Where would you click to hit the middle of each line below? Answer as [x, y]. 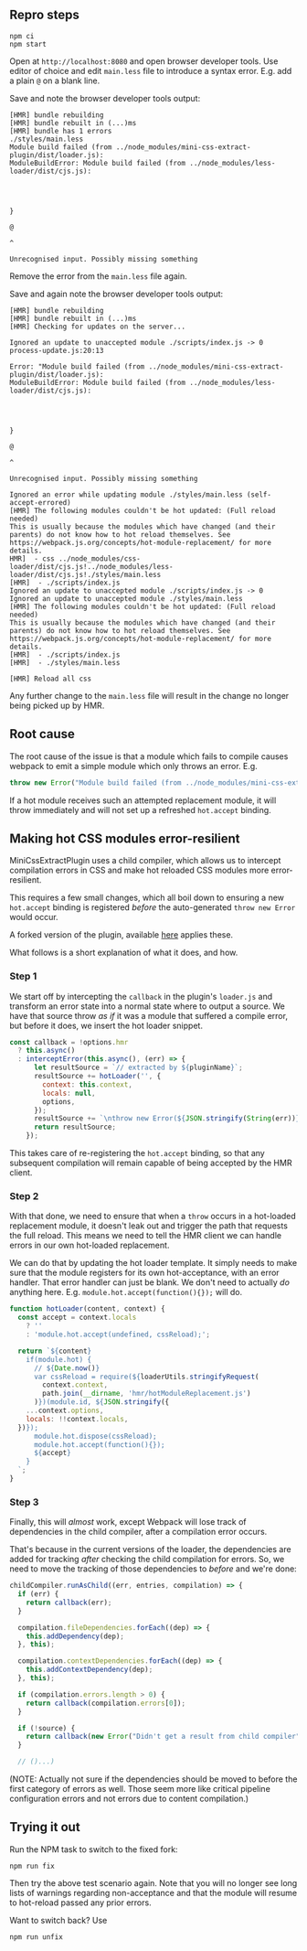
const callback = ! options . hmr [69, 1042]
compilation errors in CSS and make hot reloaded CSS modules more [139, 870]
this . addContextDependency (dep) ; [90, 1670]
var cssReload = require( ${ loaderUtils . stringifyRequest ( [146, 1377]
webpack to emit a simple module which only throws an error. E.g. [133, 766]
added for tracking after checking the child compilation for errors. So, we [147, 1560]
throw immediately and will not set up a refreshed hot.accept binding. [140, 809]
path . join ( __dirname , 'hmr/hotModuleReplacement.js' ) [147, 1394]
